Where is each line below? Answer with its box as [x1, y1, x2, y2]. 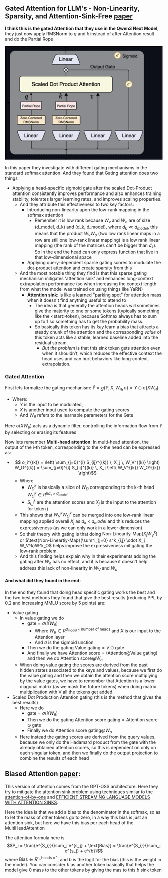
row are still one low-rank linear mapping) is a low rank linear [34, 237, 160, 243]
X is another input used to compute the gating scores [19, 407, 130, 413]
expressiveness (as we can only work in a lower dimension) [19, 525, 143, 531]
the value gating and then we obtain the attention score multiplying [19, 673, 158, 679]
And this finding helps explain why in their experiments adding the [19, 553, 156, 559]
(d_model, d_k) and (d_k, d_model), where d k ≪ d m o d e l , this [34, 224, 158, 231]
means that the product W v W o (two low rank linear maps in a [34, 230, 160, 238]
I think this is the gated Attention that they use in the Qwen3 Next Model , [5, 25, 159, 31]
